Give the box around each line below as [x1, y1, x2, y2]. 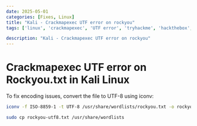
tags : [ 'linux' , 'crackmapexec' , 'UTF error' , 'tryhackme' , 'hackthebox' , [6, 25, 193, 31]
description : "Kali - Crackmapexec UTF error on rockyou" [6, 36, 151, 42]
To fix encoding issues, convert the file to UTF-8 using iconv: [6, 93, 154, 100]
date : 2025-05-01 [6, 8, 49, 15]
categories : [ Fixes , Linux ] [6, 14, 75, 20]
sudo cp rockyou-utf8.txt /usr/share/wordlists [6, 114, 125, 120]
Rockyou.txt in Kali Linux [6, 73, 130, 87]
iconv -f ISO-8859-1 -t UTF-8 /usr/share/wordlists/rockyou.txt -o [6, 104, 175, 110]
